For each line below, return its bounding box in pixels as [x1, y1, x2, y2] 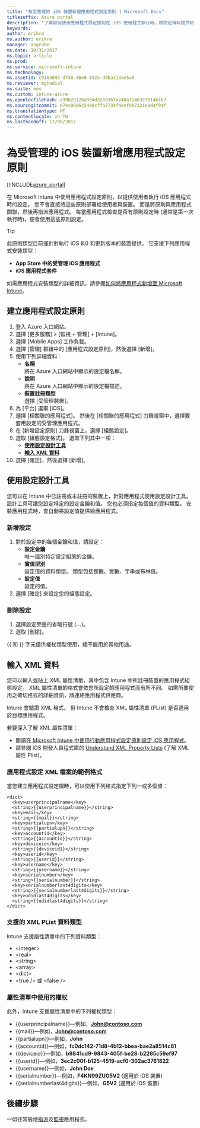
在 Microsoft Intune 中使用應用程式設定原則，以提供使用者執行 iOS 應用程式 [7, 193, 192, 200]
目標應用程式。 [11, 712, 49, 719]
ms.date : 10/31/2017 [7, 47, 58, 53]
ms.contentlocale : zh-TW [7, 113, 68, 119]
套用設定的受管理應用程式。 [15, 419, 84, 426]
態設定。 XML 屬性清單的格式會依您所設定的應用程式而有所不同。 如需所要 [7, 684, 189, 692]
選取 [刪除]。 [15, 628, 47, 635]
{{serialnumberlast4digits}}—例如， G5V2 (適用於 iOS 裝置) [15, 1079, 160, 1086]
